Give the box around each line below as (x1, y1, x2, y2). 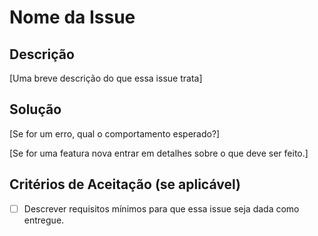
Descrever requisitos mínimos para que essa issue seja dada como (23, 202, 300, 215)
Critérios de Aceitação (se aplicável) (9, 176, 241, 193)
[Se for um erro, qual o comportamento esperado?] (9, 127, 221, 140)
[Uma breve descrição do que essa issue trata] (9, 72, 203, 84)
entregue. (23, 214, 65, 226)
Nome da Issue (9, 6, 136, 29)
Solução (9, 101, 62, 118)
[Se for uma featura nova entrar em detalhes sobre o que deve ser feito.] (9, 147, 309, 159)
